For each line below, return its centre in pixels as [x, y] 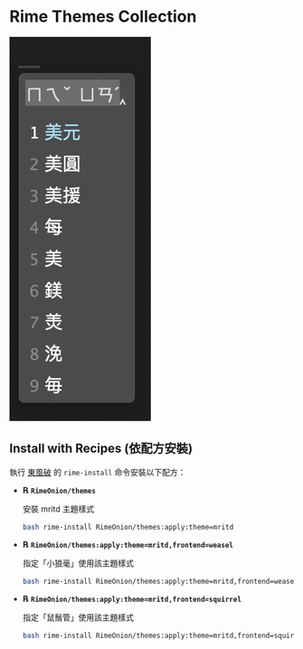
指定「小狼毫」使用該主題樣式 [78, 563]
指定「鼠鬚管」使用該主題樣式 [78, 617]
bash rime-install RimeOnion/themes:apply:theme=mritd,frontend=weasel [160, 581]
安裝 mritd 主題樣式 [58, 509]
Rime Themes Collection [103, 17]
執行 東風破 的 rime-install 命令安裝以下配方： [98, 472]
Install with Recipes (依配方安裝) [101, 449]
